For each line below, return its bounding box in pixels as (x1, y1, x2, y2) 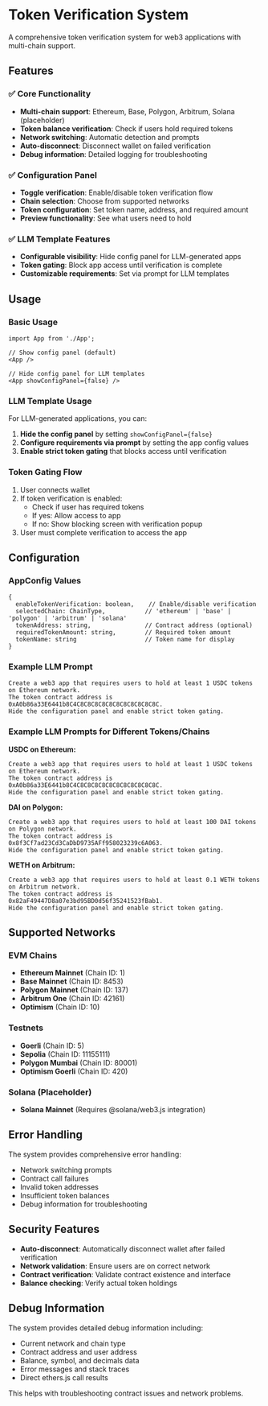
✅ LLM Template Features (8, 233, 111, 245)
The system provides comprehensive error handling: (8, 1149, 182, 1159)
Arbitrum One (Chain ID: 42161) (19, 994, 125, 1004)
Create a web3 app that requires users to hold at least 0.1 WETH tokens (8, 876, 261, 884)
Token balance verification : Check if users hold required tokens (19, 123, 233, 134)
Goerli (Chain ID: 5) (19, 1041, 85, 1050)
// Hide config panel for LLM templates (8, 369, 146, 377)
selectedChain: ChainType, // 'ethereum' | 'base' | (15, 608, 231, 616)
